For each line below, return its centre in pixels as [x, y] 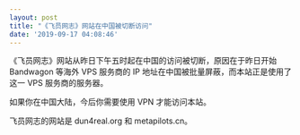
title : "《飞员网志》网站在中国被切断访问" [81, 26]
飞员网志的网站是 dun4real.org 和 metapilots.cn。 [101, 121]
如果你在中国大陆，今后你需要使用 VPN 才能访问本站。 [110, 102]
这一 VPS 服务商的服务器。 [59, 83]
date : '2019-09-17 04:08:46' [64, 34]
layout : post [34, 17]
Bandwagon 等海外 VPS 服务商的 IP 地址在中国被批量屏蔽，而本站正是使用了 [150, 72]
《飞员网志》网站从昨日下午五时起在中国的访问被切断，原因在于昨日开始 [143, 61]
